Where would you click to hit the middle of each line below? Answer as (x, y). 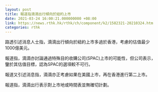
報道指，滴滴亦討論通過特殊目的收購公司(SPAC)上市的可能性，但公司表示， (80, 58)
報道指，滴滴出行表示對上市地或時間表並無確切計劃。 (58, 85)
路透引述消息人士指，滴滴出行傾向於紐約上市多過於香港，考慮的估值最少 (77, 42)
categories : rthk (23, 28)
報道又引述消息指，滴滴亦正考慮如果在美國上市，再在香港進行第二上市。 (77, 75)
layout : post (18, 9)
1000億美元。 (19, 48)
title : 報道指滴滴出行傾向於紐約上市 (38, 14)
